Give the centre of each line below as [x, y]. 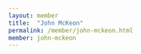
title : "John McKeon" [46, 23]
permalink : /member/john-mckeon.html [71, 30]
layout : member [33, 15]
